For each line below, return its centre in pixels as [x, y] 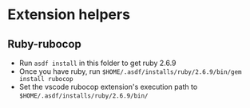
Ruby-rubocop [44, 44]
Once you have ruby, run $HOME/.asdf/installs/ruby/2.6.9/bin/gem [130, 71]
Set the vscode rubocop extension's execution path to [108, 87]
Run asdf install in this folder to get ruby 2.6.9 [97, 63]
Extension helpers [69, 15]
